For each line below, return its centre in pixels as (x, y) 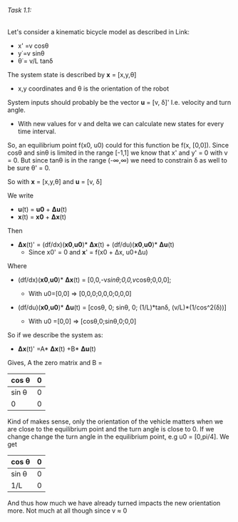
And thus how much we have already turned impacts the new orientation (114, 503)
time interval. (37, 131)
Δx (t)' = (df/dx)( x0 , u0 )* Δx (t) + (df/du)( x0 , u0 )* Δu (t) (96, 245)
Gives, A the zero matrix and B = (55, 363)
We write (21, 195)
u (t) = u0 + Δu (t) (42, 210)
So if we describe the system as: (55, 335)
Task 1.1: (20, 10)
